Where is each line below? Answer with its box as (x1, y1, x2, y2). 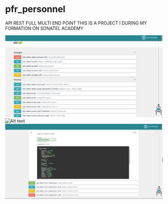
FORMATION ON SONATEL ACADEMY (5, 25, 83, 31)
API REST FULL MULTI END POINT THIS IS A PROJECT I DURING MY (5, 20, 147, 26)
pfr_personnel (5, 3, 66, 15)
